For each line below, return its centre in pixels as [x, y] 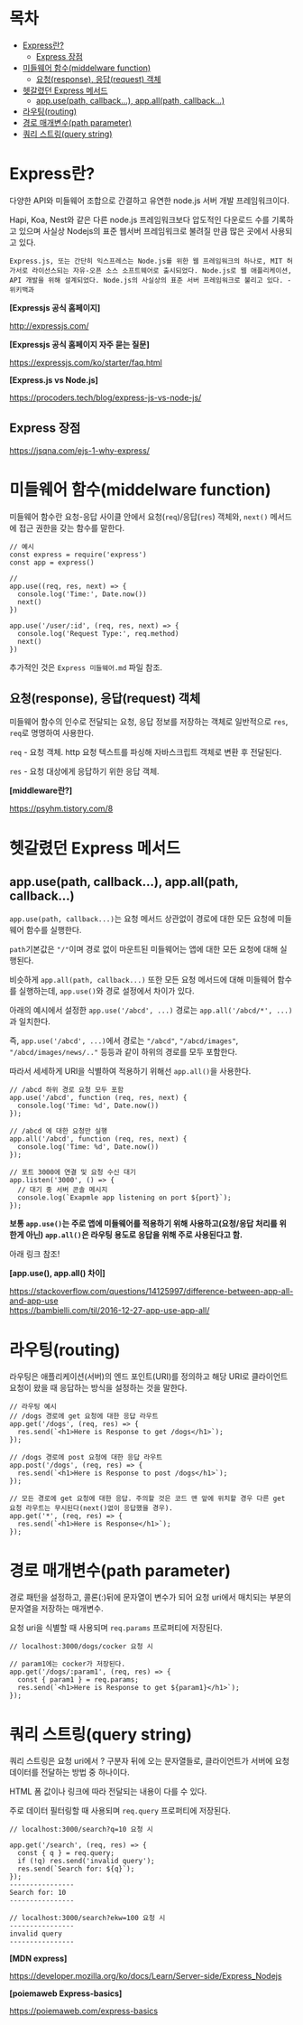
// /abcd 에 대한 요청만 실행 [59, 1131]
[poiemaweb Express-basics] [66, 1993]
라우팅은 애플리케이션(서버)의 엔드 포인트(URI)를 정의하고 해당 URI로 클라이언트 [149, 1376]
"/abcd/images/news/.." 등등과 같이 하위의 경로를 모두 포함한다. [124, 1052]
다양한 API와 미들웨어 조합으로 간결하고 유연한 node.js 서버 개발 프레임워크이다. [150, 201]
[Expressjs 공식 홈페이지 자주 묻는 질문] [80, 344]
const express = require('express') [78, 555]
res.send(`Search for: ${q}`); [76, 1869]
